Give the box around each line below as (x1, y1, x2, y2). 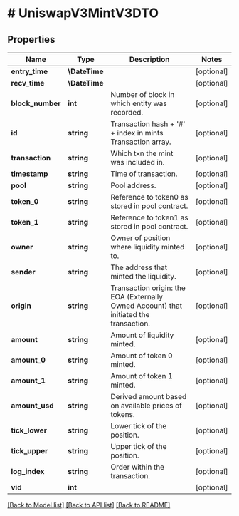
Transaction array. (110, 137, 172, 147)
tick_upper (11, 446, 48, 455)
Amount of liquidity (110, 330, 174, 340)
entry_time (11, 66, 48, 76)
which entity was (110, 98, 167, 108)
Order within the (110, 462, 165, 472)
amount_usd (11, 401, 55, 411)
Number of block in (110, 90, 175, 99)
